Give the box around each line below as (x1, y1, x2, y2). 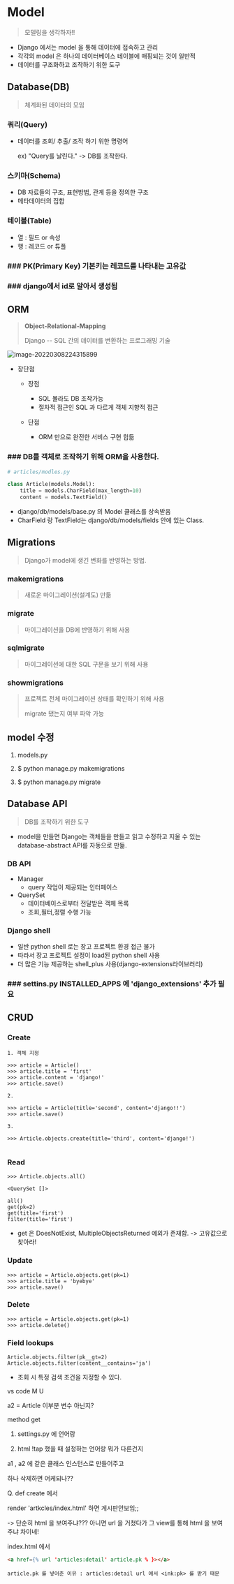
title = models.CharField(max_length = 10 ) (20, 487, 142, 494)
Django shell (7, 926, 51, 935)
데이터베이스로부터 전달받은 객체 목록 (27, 899, 129, 908)
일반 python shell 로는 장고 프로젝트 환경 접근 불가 (17, 942, 155, 951)
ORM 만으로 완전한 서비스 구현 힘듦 (38, 433, 135, 441)
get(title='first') (7, 1210, 64, 1217)
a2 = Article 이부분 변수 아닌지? (7, 1401, 94, 1410)
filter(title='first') (7, 1216, 73, 1223)
